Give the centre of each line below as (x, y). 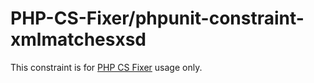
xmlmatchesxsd (78, 39)
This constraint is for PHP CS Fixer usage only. (106, 67)
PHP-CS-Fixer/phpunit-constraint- (157, 18)
